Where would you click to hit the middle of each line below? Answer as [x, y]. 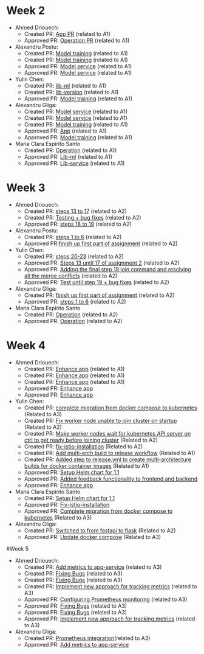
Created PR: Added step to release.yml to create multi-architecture [107, 459]
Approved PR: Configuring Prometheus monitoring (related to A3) [106, 599]
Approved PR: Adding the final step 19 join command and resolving [107, 269]
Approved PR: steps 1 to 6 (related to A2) [75, 301]
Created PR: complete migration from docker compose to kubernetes [110, 408]
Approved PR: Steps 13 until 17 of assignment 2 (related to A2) [102, 263]
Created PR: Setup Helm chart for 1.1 [70, 498]
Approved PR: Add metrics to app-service [76, 644]
